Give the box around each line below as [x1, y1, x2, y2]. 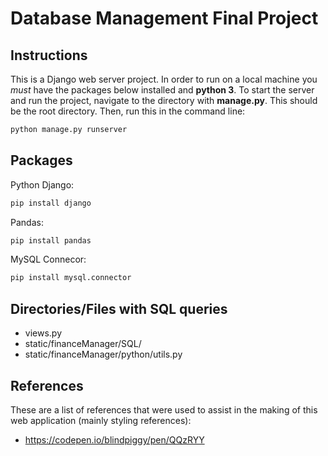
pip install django [10, 198, 92, 208]
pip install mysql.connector [10, 273, 132, 283]
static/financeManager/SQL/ [24, 338, 142, 350]
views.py [24, 327, 63, 339]
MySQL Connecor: [10, 253, 87, 266]
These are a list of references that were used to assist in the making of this [10, 403, 318, 416]
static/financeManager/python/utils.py [24, 348, 183, 361]
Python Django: [10, 178, 75, 191]
